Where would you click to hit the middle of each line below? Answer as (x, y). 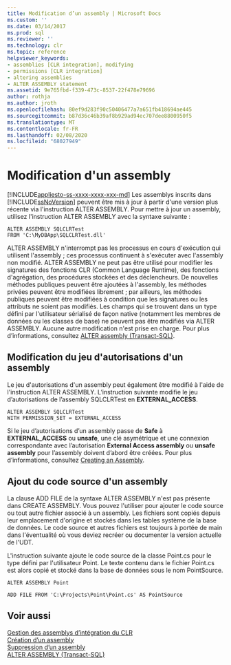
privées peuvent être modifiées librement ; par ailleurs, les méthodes (104, 292)
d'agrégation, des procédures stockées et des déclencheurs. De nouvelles (113, 277)
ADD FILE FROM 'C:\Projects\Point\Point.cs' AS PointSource (95, 595)
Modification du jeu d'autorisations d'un (95, 358)
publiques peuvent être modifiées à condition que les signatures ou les (108, 299)
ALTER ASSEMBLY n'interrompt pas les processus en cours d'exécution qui (114, 248)
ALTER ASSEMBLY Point (38, 582)
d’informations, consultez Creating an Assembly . (76, 460)
